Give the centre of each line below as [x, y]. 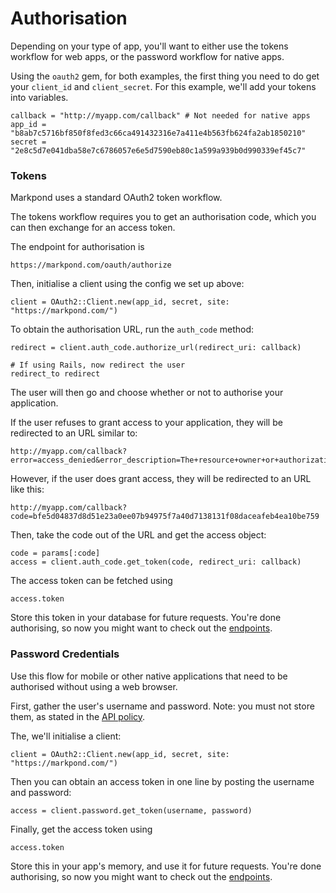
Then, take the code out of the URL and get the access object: [138, 535]
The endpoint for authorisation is [77, 247]
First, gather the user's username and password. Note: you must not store [162, 706]
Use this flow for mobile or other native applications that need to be [149, 676]
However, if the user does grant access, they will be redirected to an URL [161, 479]
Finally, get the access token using [81, 829]
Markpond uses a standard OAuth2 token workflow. [116, 198]
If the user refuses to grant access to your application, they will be [146, 423]
